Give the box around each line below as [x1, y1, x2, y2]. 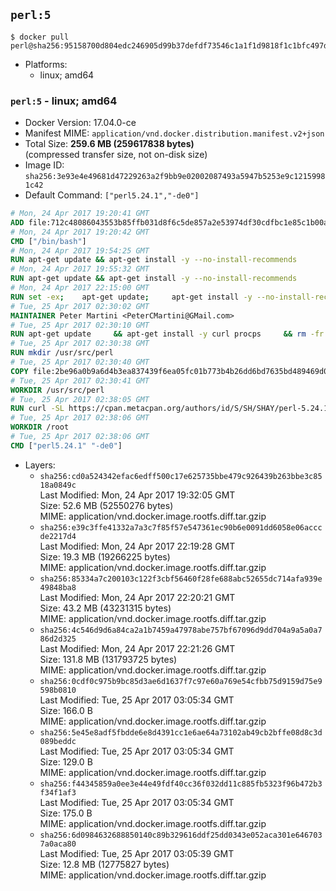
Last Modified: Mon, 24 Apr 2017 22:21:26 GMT [39, 642, 236, 654]
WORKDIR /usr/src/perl [10, 385, 105, 395]
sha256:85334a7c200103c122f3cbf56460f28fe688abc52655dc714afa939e [39, 574, 323, 584]
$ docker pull [10, 32, 70, 42]
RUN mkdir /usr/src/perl [10, 348, 114, 358]
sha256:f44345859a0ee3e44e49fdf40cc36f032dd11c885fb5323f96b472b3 [39, 779, 323, 789]
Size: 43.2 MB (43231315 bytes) [39, 602, 172, 614]
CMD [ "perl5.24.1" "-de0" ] [10, 440, 123, 451]
